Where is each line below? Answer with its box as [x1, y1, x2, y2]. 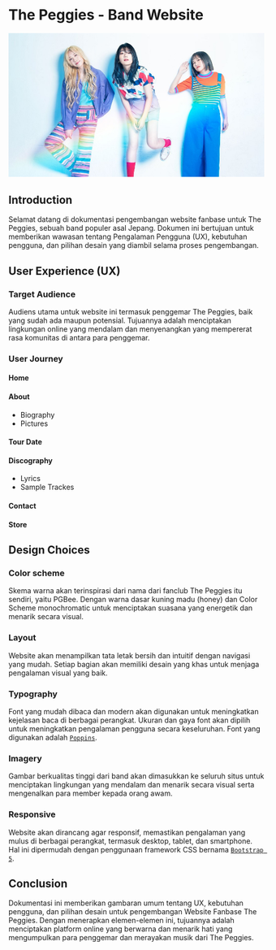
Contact [8, 501, 37, 511]
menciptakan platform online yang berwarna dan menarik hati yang [8, 924, 233, 934]
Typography [8, 688, 58, 700]
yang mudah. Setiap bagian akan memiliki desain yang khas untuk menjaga [8, 659, 260, 669]
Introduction [8, 193, 73, 206]
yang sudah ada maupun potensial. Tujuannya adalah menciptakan [8, 315, 231, 325]
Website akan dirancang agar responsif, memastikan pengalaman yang [8, 827, 246, 837]
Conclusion [8, 876, 68, 891]
